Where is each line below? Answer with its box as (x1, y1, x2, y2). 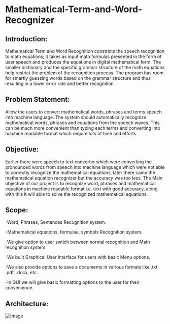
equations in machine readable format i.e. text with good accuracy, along (5, 186, 158, 192)
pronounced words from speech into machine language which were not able (5, 164, 165, 170)
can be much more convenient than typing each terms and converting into (5, 125, 161, 131)
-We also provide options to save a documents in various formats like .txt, (5, 264, 159, 270)
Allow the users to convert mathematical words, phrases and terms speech (5, 108, 162, 115)
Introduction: (5, 35, 48, 43)
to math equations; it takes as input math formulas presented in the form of (5, 53, 162, 60)
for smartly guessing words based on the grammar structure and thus (5, 75, 151, 81)
